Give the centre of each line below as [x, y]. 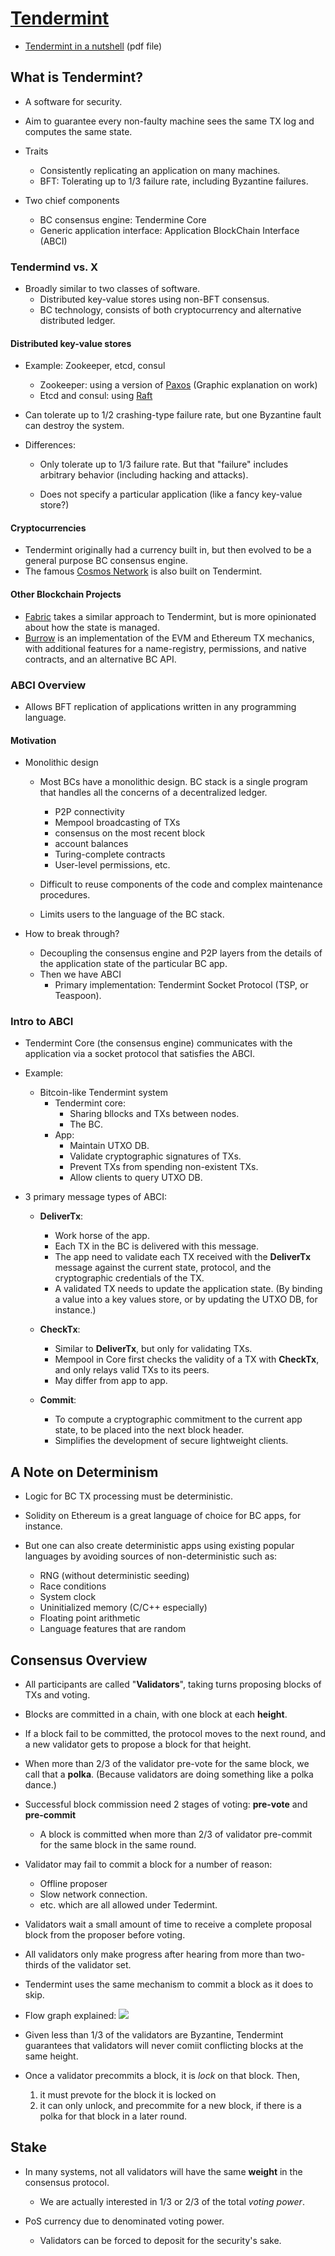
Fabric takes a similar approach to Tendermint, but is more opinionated [170, 616]
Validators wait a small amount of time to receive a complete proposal [168, 1924]
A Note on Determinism [84, 1472]
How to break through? [72, 934]
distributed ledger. [77, 321]
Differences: [50, 445]
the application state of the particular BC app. [133, 964]
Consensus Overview [79, 1660]
